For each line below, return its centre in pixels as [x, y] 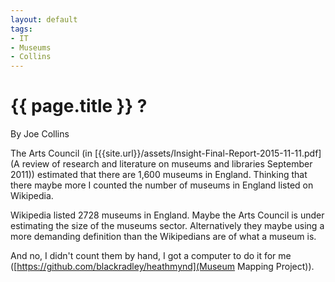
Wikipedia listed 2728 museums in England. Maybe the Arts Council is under [167, 215]
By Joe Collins [40, 134]
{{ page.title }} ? [79, 106]
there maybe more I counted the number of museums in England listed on [162, 185]
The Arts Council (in [51, 153]
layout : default [44, 19]
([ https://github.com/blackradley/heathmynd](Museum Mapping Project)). [162, 267]
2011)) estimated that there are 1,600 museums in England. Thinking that [159, 175]
